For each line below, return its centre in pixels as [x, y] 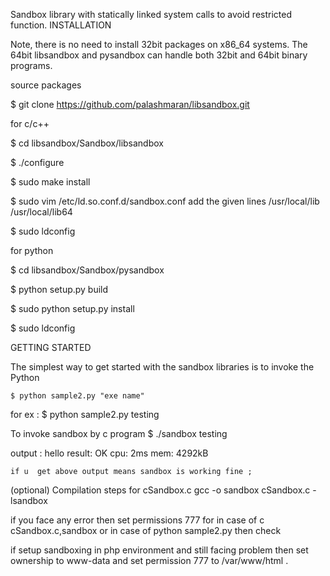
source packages [46, 85]
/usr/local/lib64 [41, 212]
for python [32, 250]
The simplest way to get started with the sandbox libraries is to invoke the [162, 367]
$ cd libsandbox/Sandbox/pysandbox [87, 270]
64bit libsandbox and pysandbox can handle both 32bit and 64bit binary [159, 55]
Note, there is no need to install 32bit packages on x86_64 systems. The [159, 44]
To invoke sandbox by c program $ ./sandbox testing [119, 433]
